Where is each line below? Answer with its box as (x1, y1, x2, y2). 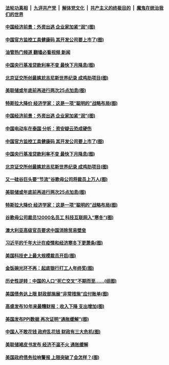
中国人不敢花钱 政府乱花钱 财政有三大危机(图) (5, 329, 101, 335)
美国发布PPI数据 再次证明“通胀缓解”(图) (5, 316, 89, 322)
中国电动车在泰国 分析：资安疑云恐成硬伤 (5, 125, 92, 131)
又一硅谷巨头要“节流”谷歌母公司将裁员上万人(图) (5, 176, 108, 182)
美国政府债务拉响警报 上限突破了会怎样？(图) (5, 354, 100, 360)
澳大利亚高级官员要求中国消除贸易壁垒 (5, 227, 86, 233)
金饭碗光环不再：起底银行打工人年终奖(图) (5, 265, 94, 272)
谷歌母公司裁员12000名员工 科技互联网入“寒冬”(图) (5, 215, 114, 221)
